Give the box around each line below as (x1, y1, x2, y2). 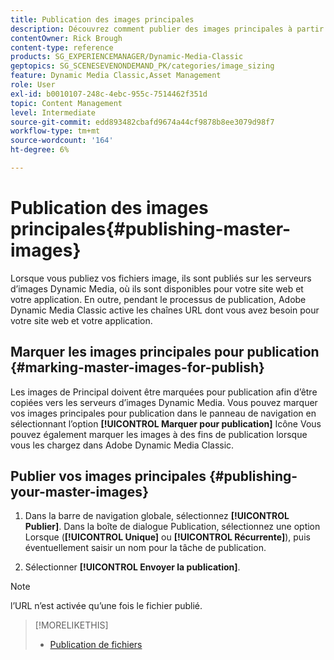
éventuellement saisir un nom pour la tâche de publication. (24, 542, 267, 554)
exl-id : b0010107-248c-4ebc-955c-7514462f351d (10, 89, 208, 99)
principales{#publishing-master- (10, 218, 292, 241)
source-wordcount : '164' (10, 136, 114, 146)
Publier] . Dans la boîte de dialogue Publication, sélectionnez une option (24, 521, 321, 533)
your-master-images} (10, 484, 149, 501)
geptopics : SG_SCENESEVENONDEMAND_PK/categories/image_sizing (10, 61, 275, 71)
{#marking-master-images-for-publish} (10, 359, 265, 376)
